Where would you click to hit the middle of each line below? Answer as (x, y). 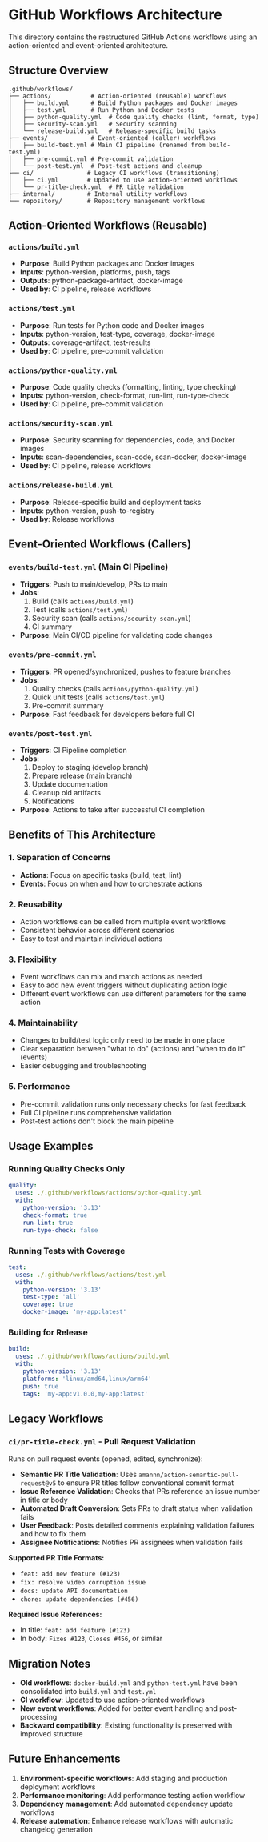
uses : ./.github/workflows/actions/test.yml (91, 1275)
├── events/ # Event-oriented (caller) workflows (112, 138)
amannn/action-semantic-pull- (189, 1475)
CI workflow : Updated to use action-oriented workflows (112, 1700)
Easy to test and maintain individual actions (91, 939)
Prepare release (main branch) (82, 775)
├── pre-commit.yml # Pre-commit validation (98, 159)
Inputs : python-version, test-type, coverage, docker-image (118, 334)
